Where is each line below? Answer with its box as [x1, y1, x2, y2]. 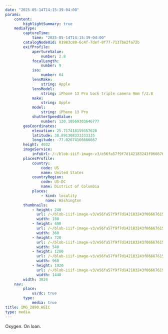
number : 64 [40, 72, 64, 77]
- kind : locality [40, 193, 77, 198]
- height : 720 [31, 235, 61, 240]
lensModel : [31, 86, 55, 91]
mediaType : [14, 26, 37, 31]
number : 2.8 [40, 53, 66, 59]
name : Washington [45, 198, 81, 203]
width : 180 [36, 216, 59, 221]
